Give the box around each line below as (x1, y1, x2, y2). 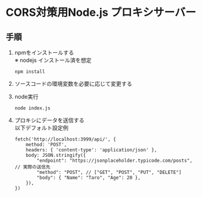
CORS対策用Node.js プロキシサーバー (5, 5, 197, 19)
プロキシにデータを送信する (14, 117, 85, 123)
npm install (14, 69, 45, 75)
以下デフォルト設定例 (14, 124, 68, 131)
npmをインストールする (14, 49, 74, 56)
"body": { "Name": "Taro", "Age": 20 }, (37, 175, 141, 181)
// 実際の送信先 (14, 164, 51, 170)
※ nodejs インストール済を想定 (14, 57, 92, 64)
